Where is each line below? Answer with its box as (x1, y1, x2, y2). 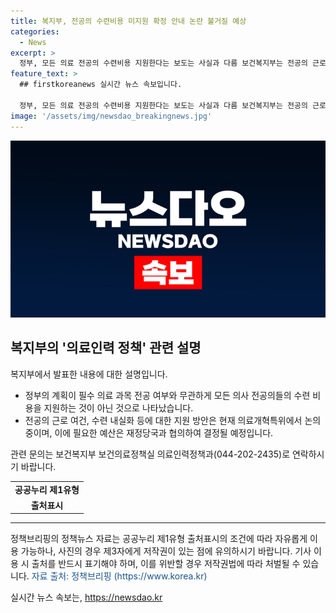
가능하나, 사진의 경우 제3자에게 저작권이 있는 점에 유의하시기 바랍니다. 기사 (20, 545, 312, 557)
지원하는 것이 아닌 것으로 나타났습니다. (43, 401, 194, 414)
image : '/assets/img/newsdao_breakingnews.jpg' (10, 111, 213, 121)
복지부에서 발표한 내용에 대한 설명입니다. (10, 368, 168, 380)
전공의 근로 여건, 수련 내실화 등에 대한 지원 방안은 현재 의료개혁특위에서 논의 (24, 414, 322, 426)
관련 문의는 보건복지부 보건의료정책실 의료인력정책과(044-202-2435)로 (10, 448, 291, 460)
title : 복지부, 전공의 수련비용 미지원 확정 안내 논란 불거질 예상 (10, 16, 247, 26)
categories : (10, 26, 60, 37)
